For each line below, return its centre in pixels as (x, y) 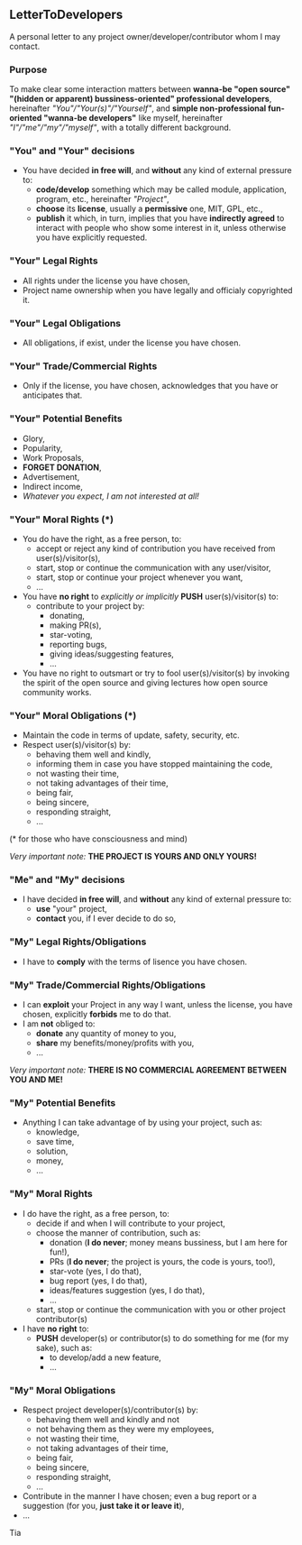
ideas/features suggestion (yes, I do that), (127, 1290)
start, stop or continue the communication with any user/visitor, (153, 567)
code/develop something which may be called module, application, (161, 189)
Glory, (33, 438)
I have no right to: (55, 1329)
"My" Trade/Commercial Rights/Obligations (107, 985)
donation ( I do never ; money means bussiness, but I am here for (169, 1242)
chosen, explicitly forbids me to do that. (96, 1015)
